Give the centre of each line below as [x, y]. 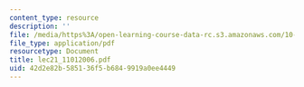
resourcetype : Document [54, 52]
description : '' [40, 26]
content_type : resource [54, 18]
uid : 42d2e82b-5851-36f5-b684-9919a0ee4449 [93, 69]
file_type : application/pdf [62, 43]
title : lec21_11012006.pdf [60, 60]
